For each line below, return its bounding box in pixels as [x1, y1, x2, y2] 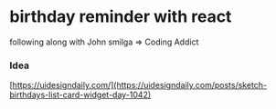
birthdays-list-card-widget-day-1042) [9, 89, 152, 101]
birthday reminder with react [9, 6, 232, 27]
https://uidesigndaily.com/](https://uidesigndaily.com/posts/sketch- [12, 80, 268, 91]
